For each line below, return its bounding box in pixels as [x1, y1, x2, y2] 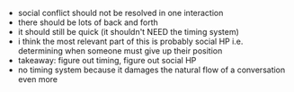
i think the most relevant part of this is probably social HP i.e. [17, 36, 244, 46]
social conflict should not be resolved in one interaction [17, 8, 224, 18]
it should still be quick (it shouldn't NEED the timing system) [17, 27, 240, 37]
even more [17, 74, 58, 84]
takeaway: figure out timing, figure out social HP [17, 55, 197, 65]
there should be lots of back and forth [17, 17, 159, 28]
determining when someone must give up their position [17, 46, 223, 56]
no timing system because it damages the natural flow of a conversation [17, 64, 286, 75]
